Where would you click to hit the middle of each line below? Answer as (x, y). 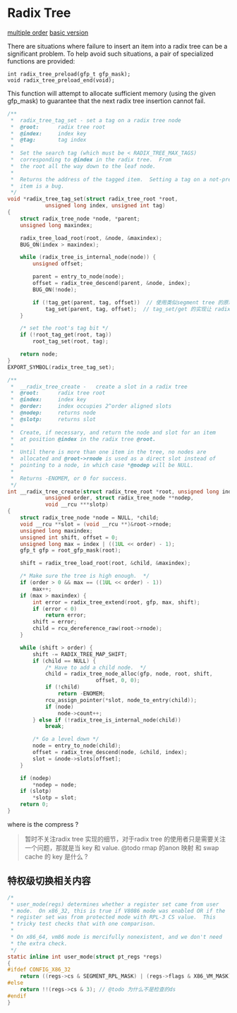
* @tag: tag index (48, 140)
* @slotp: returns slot (53, 419)
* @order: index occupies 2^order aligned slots (91, 406)
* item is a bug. (37, 186)
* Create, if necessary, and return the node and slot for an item (113, 432)
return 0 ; (35, 805)
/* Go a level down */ (66, 739)
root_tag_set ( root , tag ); (71, 341)
